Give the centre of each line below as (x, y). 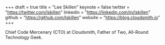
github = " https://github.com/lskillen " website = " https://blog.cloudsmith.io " (83, 17)
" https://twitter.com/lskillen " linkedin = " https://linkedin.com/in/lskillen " (78, 12)
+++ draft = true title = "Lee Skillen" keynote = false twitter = (68, 7)
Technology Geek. (24, 37)
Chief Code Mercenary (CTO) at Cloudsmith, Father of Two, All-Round (77, 32)
